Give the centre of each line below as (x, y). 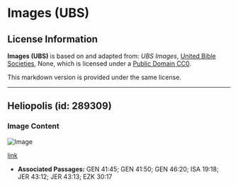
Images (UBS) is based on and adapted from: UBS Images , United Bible (112, 56)
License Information (52, 39)
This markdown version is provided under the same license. (95, 77)
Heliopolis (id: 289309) (59, 106)
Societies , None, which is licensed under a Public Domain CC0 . (100, 64)
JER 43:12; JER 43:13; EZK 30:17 (65, 176)
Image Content (34, 127)
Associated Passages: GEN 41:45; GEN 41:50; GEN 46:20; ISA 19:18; (118, 169)
